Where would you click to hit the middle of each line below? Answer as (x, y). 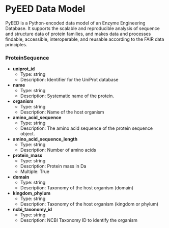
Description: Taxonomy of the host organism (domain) (77, 188)
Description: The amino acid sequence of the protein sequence (87, 128)
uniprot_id (24, 69)
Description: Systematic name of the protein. (67, 96)
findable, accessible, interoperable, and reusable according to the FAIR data (85, 39)
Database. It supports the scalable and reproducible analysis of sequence (83, 28)
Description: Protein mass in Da (53, 166)
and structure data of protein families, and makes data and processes (78, 34)
